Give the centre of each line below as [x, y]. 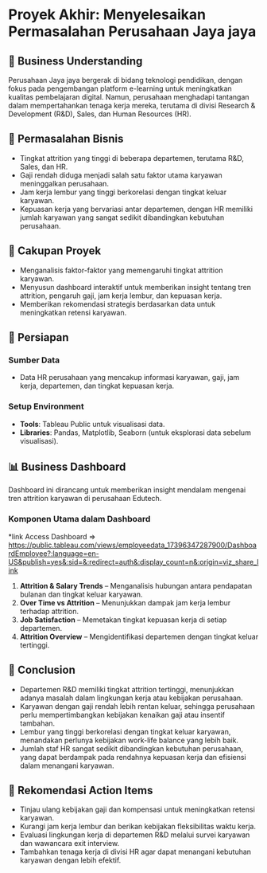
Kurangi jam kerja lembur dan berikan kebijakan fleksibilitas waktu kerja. [138, 827]
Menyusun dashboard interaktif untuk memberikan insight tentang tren [135, 287]
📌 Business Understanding [75, 61]
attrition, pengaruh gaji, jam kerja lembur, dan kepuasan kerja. [121, 296]
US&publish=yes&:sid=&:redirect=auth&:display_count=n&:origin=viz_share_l [133, 562]
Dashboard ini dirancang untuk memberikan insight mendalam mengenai [127, 490]
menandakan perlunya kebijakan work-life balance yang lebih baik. [129, 740]
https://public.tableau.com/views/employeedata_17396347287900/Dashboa [132, 545]
